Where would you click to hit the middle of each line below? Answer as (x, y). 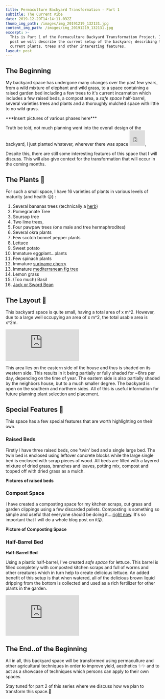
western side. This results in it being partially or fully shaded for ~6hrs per (80, 373)
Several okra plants (32, 232)
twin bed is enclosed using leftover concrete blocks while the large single (80, 455)
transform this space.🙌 (29, 691)
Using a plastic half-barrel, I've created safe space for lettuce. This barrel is (82, 562)
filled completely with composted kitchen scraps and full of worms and (77, 568)
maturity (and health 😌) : (31, 197)
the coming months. (26, 164)
